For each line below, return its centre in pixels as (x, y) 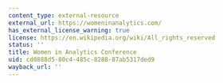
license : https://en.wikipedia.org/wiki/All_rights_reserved (112, 38)
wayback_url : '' (35, 67)
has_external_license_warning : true (69, 30)
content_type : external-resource (64, 15)
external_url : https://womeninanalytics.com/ (85, 23)
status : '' (26, 45)
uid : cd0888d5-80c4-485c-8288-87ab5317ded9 (82, 60)
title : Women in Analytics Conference (72, 52)
